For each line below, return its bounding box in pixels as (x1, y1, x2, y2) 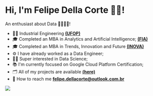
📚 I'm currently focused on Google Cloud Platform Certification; (12, 61, 144, 67)
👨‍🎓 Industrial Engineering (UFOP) (12, 30, 81, 36)
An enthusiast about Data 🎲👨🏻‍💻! (5, 21, 71, 27)
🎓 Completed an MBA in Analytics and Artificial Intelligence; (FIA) (12, 36, 148, 42)
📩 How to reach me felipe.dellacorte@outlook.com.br (12, 76, 125, 82)
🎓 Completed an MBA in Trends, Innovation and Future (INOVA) (12, 43, 144, 49)
